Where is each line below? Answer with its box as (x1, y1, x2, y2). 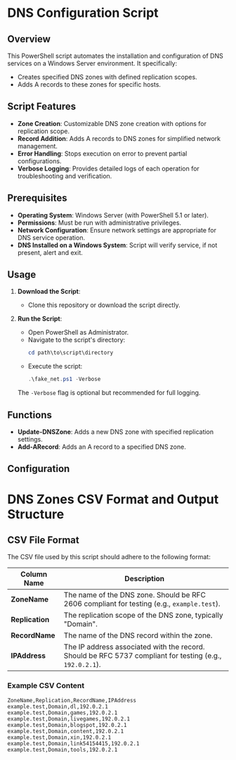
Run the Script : (17, 315, 63, 323)
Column (20, 569, 48, 579)
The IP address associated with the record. (63, 642, 205, 652)
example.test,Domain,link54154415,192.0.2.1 (7, 740, 140, 747)
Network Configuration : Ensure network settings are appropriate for (17, 225, 216, 234)
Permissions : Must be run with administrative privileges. (17, 218, 181, 227)
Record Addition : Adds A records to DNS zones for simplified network (17, 134, 221, 142)
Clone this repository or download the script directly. (27, 301, 181, 309)
